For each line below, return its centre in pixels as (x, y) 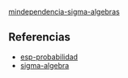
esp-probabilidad (49, 57)
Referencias (40, 37)
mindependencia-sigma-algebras (64, 12)
